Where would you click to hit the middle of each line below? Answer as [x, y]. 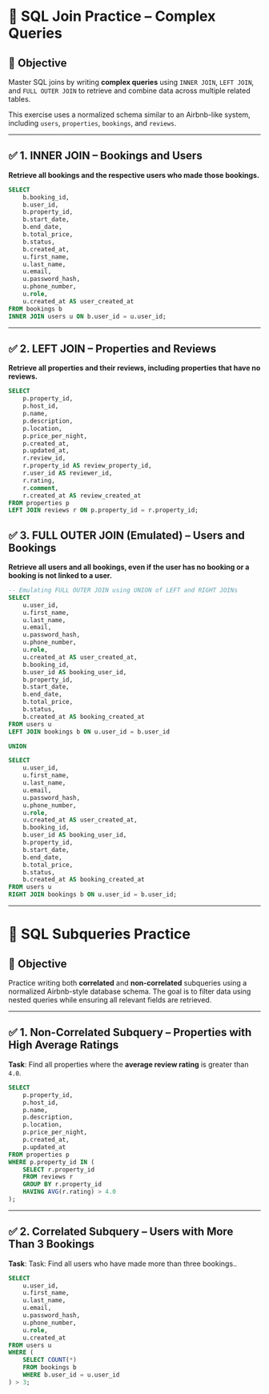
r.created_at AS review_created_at [82, 496]
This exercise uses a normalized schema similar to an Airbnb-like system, [129, 114]
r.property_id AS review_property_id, [87, 466]
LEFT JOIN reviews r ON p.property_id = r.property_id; [103, 510]
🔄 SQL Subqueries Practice [99, 934]
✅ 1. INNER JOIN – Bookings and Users [105, 156]
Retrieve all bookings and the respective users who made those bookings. [134, 175]
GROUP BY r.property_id [62, 1184]
